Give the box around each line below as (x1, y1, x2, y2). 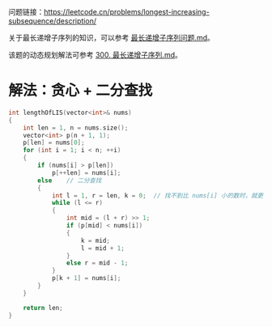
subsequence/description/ (8, 16, 97, 26)
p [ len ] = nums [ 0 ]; (23, 138, 85, 147)
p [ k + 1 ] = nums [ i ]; (51, 274, 121, 282)
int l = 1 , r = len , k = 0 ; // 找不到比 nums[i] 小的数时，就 (51, 191, 257, 200)
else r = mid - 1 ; (66, 259, 129, 267)
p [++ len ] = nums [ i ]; (51, 168, 121, 176)
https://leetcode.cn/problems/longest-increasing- (44, 7, 210, 16)
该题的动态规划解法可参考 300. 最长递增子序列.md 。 (8, 50, 182, 59)
